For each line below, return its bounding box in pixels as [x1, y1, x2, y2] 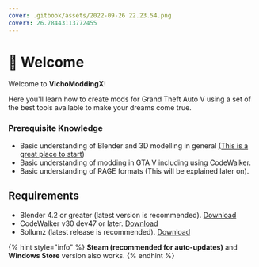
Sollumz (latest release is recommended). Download [19, 227, 191, 236]
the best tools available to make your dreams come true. [8, 103, 192, 113]
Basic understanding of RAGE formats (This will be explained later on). [19, 166, 249, 175]
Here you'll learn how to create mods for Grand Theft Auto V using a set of [8, 94, 252, 104]
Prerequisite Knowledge [8, 123, 103, 134]
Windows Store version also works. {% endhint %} [8, 250, 176, 260]
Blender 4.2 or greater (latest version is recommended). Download [19, 210, 237, 219]
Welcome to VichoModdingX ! [8, 79, 106, 89]
